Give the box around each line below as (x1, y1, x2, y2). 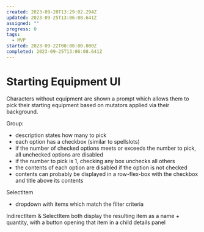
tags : (6, 32, 20, 38)
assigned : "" (6, 20, 40, 26)
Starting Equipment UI (6, 74, 121, 88)
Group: (6, 119, 24, 127)
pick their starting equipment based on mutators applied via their (6, 101, 170, 108)
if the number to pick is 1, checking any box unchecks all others (15, 157, 175, 164)
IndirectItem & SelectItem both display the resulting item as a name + (6, 212, 180, 219)
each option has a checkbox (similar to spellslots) (15, 138, 140, 145)
